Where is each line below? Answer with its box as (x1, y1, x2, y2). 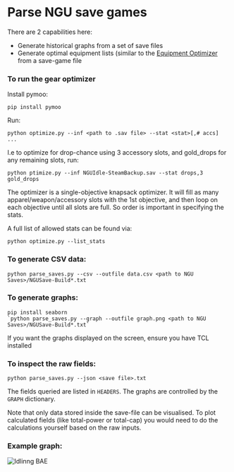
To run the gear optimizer (7, 73, 97, 83)
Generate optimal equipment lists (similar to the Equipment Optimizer (17, 49, 218, 57)
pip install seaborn (7, 309, 68, 316)
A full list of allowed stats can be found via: (7, 224, 133, 233)
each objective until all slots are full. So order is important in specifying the (7, 203, 224, 212)
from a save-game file (17, 56, 82, 64)
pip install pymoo (7, 104, 61, 111)
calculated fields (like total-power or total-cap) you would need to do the (7, 416, 218, 425)
